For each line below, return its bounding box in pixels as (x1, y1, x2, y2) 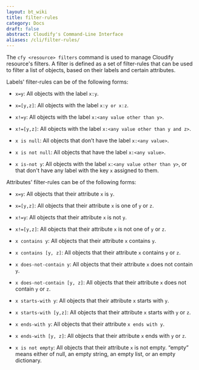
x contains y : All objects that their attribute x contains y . (15, 237, 157, 244)
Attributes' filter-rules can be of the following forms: (6, 179, 137, 185)
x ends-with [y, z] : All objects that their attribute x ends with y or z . (15, 332, 187, 339)
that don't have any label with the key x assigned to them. (15, 167, 160, 174)
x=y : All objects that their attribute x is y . (15, 190, 115, 197)
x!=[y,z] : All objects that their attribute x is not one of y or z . (15, 225, 167, 233)
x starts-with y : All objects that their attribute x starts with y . (15, 297, 170, 304)
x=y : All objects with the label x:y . (15, 90, 99, 97)
